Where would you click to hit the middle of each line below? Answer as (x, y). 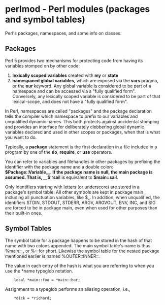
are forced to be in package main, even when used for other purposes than (81, 207)
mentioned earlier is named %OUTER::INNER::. (52, 256)
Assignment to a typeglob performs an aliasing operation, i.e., (68, 289)
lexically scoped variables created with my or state (65, 75)
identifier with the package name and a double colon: (59, 167)
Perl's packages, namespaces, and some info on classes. (63, 33)
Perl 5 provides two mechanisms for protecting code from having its (74, 61)
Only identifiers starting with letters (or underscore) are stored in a (72, 187)
